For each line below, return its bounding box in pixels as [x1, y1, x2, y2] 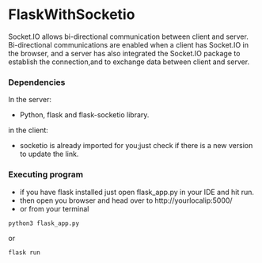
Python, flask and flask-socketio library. [19, 110, 150, 120]
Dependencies [8, 77, 66, 88]
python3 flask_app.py [8, 219, 80, 227]
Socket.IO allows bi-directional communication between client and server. [8, 32, 249, 41]
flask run [8, 248, 41, 257]
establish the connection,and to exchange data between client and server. [8, 57, 250, 67]
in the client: [8, 125, 49, 135]
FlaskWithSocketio [8, 6, 135, 24]
